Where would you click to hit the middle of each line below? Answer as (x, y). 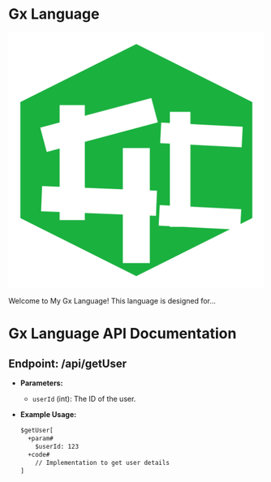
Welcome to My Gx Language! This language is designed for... (112, 300)
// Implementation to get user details (103, 463)
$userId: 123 (57, 446)
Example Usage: (48, 414)
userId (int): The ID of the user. (84, 398)
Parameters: (41, 383)
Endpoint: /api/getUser (68, 363)
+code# (39, 454)
